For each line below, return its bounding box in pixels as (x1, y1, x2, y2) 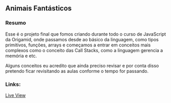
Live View (5, 92, 26, 98)
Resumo (5, 19, 27, 27)
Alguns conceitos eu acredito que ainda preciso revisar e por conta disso (5, 62, 159, 68)
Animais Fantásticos (5, 4, 72, 13)
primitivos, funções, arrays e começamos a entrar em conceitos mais (5, 42, 151, 48)
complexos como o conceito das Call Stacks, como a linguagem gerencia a (5, 47, 163, 53)
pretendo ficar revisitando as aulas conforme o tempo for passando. (5, 68, 149, 74)
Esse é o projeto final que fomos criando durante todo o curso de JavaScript (5, 31, 166, 37)
